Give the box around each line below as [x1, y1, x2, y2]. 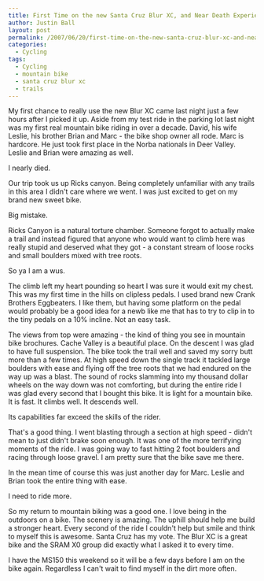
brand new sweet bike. [8, 195, 82, 205]
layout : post [8, 26, 51, 34]
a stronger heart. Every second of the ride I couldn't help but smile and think [8, 524, 255, 533]
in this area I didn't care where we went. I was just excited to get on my [8, 187, 238, 197]
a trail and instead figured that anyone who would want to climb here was [8, 234, 246, 244]
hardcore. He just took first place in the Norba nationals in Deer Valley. [8, 139, 236, 150]
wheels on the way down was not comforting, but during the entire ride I [8, 380, 242, 390]
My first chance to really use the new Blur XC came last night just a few [8, 106, 240, 116]
